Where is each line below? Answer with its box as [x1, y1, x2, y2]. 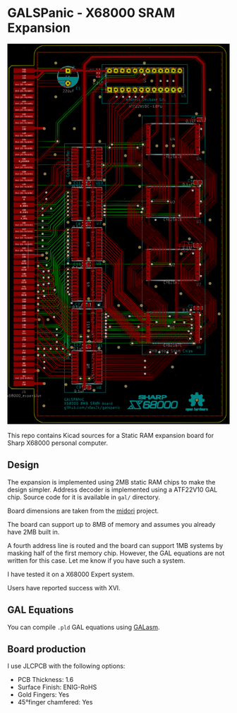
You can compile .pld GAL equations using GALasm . [7, 623, 160, 631]
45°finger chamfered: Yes [17, 698, 93, 707]
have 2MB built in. [7, 528, 60, 536]
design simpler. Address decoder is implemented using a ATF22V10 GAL [7, 485, 218, 494]
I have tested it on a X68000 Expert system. [7, 570, 135, 578]
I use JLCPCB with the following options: [7, 662, 126, 671]
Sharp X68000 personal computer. [7, 439, 108, 447]
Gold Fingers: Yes [17, 690, 69, 699]
